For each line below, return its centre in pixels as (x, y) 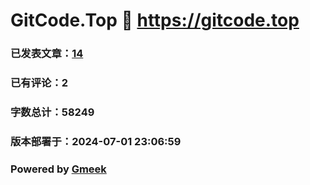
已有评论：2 (39, 83)
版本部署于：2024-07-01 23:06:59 (96, 141)
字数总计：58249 (52, 112)
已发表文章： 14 (47, 54)
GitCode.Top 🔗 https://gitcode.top (155, 20)
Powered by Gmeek (58, 169)
